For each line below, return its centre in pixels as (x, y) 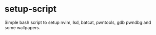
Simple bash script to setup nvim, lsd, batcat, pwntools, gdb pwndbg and (78, 22)
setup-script (30, 9)
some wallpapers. (22, 27)
